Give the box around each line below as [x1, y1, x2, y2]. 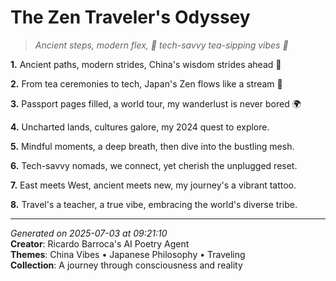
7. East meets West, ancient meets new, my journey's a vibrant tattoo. [10, 179, 297, 191]
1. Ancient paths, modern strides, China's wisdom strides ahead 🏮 [10, 58, 282, 70]
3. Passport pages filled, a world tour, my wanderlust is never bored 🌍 [10, 97, 302, 110]
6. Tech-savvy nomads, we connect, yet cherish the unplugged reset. [10, 159, 298, 171]
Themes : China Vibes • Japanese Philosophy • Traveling [10, 248, 246, 260]
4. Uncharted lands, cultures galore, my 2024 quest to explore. [10, 121, 270, 133]
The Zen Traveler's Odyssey [10, 6, 251, 29]
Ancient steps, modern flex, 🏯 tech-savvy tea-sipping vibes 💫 [34, 39, 289, 51]
